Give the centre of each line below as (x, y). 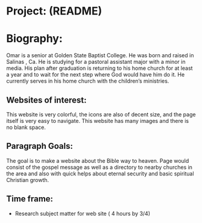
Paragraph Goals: (40, 146)
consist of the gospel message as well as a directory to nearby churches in (99, 167)
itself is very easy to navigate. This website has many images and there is (97, 121)
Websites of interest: (46, 100)
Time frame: (30, 199)
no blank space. (26, 127)
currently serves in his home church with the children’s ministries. (88, 81)
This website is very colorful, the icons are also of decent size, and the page (101, 114)
